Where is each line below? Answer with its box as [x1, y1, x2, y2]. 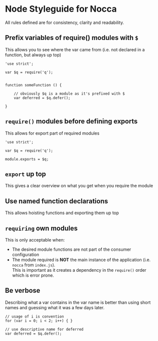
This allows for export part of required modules [5, 130, 100, 136]
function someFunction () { [5, 82, 62, 87]
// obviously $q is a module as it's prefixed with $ [14, 91, 125, 96]
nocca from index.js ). [12, 262, 55, 268]
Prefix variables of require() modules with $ [5, 34, 139, 42]
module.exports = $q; [5, 157, 49, 161]
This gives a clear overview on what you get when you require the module [5, 183, 153, 189]
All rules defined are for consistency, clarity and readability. [5, 20, 124, 25]
